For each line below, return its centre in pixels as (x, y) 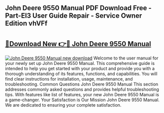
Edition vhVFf (26, 23)
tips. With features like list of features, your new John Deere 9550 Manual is (82, 95)
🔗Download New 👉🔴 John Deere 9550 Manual (78, 44)
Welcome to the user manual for (126, 58)
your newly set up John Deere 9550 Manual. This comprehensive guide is (80, 63)
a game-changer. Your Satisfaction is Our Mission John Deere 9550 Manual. (82, 100)
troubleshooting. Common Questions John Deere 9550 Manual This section (82, 84)
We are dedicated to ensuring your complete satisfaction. (63, 105)
